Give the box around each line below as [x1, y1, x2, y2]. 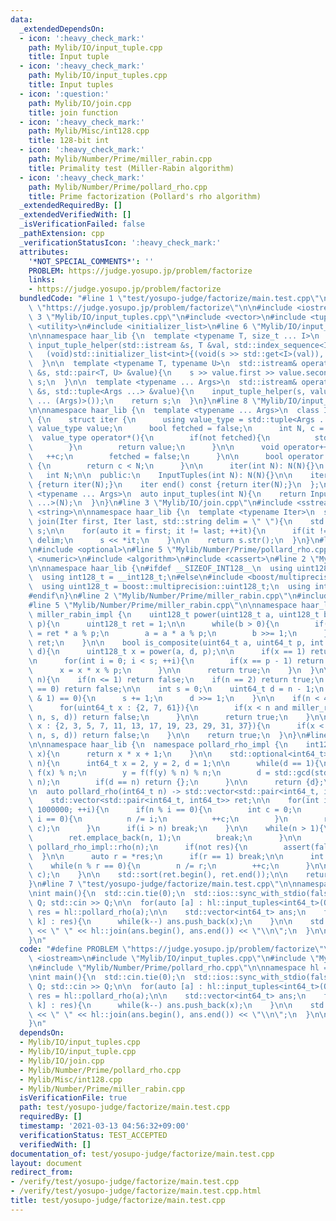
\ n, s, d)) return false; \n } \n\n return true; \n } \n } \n [28, 731, 307, 741]
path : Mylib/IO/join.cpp [28, 98, 132, 108]
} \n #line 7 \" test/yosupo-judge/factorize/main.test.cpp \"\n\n [28, 879, 298, 890]
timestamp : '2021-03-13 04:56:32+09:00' [19, 1121, 190, 1131]
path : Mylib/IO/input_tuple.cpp [28, 42, 163, 53]
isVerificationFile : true [19, 1093, 128, 1103]
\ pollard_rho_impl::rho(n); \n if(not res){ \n [28, 842, 248, 852]
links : [28, 275, 56, 285]
